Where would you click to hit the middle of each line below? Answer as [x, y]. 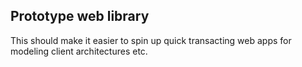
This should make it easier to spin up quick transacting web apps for [151, 40]
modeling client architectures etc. [79, 51]
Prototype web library [80, 16]
